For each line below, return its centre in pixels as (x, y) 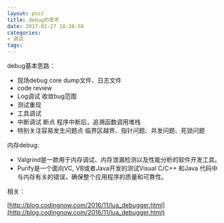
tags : (15, 45)
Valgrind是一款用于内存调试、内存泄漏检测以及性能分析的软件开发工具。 (119, 160)
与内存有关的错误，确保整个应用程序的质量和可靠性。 (92, 177)
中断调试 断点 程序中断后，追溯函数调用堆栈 (79, 122)
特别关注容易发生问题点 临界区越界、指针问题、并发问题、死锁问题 (111, 130)
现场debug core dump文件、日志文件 (69, 80)
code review (35, 88)
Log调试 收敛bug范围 (47, 96)
